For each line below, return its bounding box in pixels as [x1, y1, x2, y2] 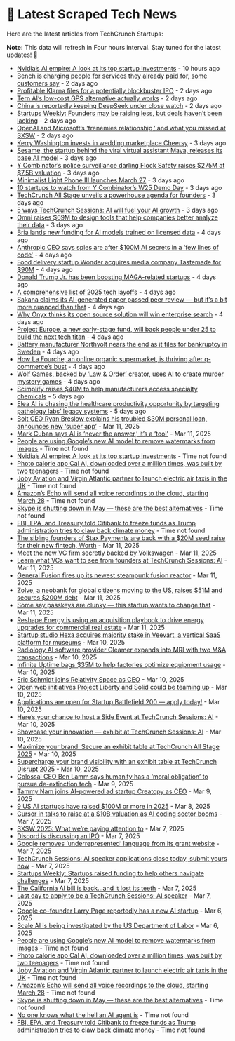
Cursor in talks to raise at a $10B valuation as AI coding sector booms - [16, 810, 222, 818]
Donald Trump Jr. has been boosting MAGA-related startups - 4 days [16, 273, 217, 281]
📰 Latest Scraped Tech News [6, 6, 177, 22]
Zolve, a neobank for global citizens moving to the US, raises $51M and [16, 586, 222, 594]
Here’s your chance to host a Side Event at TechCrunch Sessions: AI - [16, 712, 219, 721]
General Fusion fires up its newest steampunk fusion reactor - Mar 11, [16, 571, 217, 579]
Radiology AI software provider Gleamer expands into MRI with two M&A [16, 645, 227, 654]
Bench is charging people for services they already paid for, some [16, 72, 208, 80]
